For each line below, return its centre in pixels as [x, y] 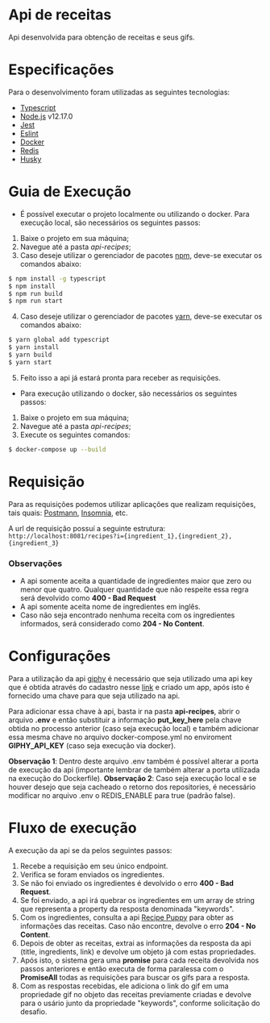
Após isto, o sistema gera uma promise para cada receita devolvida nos [139, 960]
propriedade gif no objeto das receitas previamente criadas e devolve [135, 994]
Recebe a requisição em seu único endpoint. [94, 866]
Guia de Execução [70, 192]
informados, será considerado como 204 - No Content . [112, 623]
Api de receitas [60, 15]
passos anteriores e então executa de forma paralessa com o [122, 968]
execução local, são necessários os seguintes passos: [110, 222]
